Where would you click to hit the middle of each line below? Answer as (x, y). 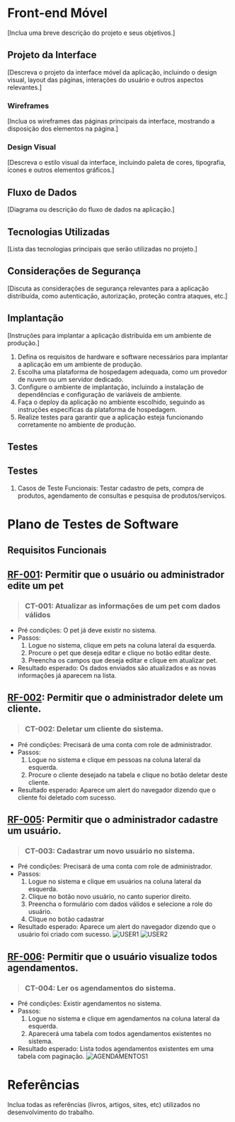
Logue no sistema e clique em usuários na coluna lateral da (115, 881)
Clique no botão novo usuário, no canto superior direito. (110, 897)
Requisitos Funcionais (57, 551)
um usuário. (34, 831)
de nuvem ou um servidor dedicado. (70, 379)
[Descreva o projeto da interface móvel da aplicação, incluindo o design (112, 72)
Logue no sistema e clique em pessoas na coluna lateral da (114, 759)
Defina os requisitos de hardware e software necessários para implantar (123, 356)
